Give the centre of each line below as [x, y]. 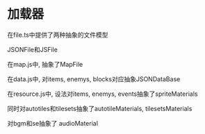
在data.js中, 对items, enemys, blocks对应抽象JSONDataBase [94, 79]
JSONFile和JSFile [32, 49]
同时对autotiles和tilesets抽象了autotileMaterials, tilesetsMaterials [100, 108]
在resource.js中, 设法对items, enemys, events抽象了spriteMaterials [102, 94]
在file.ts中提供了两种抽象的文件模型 [58, 35]
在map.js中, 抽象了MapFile [45, 64]
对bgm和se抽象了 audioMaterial [53, 123]
